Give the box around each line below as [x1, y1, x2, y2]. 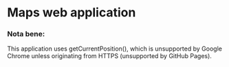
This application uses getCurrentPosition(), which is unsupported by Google [7, 44, 222, 53]
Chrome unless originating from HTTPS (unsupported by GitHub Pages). [7, 52, 212, 60]
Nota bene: [7, 29, 45, 39]
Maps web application [7, 5, 136, 21]
